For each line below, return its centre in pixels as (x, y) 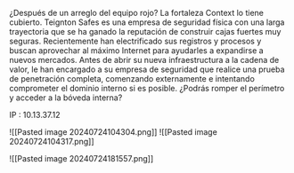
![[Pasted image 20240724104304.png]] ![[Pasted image (114, 132)
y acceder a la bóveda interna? (66, 98)
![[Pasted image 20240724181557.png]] (82, 158)
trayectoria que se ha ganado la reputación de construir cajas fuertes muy (145, 31)
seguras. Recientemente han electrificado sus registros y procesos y (135, 41)
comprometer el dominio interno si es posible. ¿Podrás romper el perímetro (147, 88)
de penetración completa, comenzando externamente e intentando (132, 79)
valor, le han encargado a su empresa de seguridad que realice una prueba (147, 69)
